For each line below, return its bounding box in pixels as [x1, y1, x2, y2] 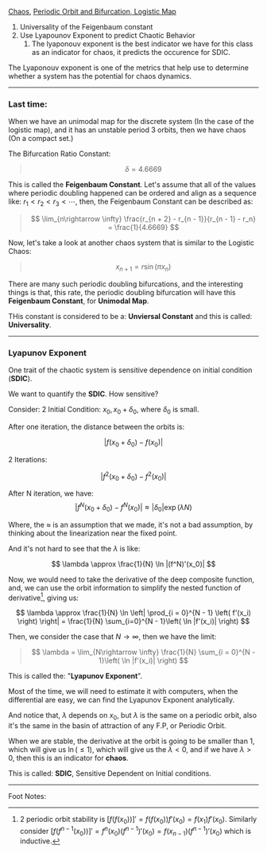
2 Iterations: [8, 454, 48, 464]
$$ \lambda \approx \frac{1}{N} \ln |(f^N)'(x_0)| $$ [51, 559, 216, 568]
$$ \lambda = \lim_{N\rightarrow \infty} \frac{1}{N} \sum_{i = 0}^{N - [31, 648, 256, 657]
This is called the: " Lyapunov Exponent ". [8, 672, 143, 681]
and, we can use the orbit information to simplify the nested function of [8, 582, 242, 592]
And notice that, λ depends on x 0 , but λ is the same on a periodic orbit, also [8, 711, 257, 723]
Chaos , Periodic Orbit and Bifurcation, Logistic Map [8, 7, 176, 16]
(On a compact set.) [8, 134, 74, 143]
